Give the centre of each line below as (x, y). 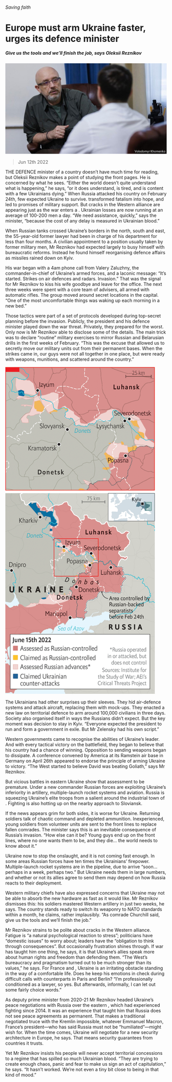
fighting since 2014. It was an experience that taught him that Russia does (83, 1011)
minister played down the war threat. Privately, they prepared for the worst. (84, 327)
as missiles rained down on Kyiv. (40, 258)
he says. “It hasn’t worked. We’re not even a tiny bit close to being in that (82, 1070)
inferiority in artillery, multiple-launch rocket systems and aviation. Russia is (85, 792)
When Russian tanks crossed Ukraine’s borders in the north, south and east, (85, 231)
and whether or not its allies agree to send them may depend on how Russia (85, 878)
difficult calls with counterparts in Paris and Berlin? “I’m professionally (79, 979)
